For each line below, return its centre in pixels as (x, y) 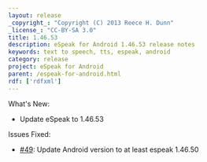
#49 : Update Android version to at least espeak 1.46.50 (109, 149)
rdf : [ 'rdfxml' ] (35, 81)
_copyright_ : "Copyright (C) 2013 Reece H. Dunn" (91, 23)
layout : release (35, 15)
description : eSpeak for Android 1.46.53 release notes (102, 45)
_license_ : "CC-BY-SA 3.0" (52, 30)
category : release (38, 60)
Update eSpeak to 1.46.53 (61, 119)
